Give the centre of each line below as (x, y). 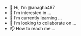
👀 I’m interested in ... (30, 13)
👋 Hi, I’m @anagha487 (32, 8)
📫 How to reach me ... (32, 28)
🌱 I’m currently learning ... (36, 18)
